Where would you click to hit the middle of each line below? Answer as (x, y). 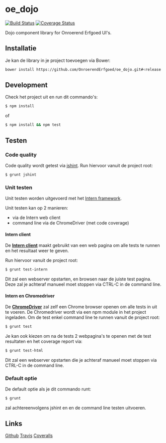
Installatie (21, 48)
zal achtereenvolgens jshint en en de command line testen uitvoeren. (76, 408)
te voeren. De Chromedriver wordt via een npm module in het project (76, 312)
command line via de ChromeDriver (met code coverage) (71, 223)
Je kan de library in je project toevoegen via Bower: (58, 60)
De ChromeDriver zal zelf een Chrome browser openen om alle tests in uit (81, 307)
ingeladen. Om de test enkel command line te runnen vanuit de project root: (83, 317)
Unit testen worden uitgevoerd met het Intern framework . (63, 199)
